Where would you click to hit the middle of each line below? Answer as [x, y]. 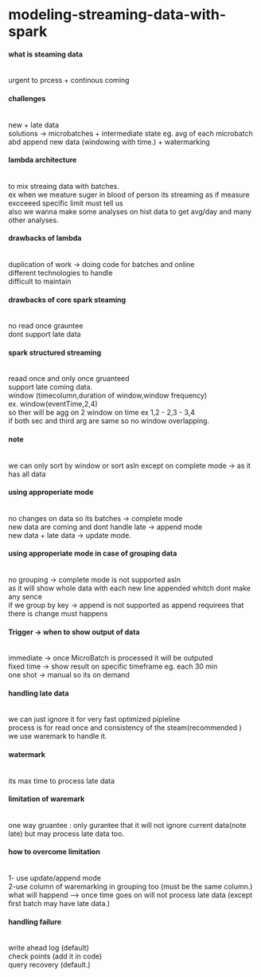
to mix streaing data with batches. [64, 186]
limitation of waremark [47, 799]
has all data [27, 474]
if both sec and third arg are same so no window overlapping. [109, 421]
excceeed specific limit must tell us [66, 203]
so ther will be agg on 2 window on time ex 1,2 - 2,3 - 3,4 [101, 413]
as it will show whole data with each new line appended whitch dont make [129, 588]
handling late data [39, 693]
